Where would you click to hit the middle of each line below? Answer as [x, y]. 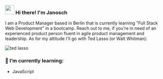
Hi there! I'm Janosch [41, 12]
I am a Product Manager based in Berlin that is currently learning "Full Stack [81, 23]
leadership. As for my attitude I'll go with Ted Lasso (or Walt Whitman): [76, 39]
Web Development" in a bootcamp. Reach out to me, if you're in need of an [81, 28]
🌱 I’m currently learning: [34, 61]
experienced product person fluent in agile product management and [75, 34]
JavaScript [23, 71]
